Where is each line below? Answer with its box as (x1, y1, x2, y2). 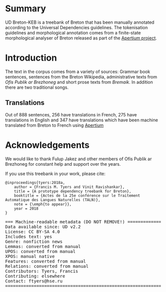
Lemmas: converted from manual (5, 244, 81, 249)
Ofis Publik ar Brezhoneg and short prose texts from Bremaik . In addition (5, 79, 153, 85)
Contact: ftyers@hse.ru (5, 278, 63, 284)
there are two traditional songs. (5, 84, 69, 90)
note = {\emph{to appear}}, (14, 202, 72, 207)
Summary (5, 3, 46, 14)
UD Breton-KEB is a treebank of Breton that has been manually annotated (5, 19, 155, 25)
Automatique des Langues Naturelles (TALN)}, (5, 197, 100, 202)
